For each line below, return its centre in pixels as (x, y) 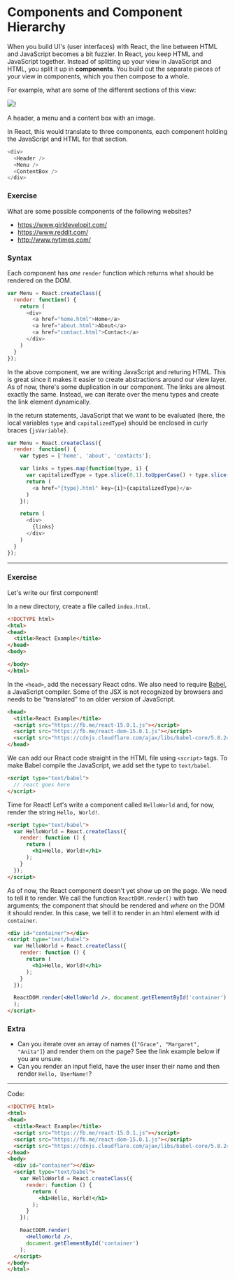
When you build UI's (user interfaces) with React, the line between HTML (113, 46)
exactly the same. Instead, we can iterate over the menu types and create (113, 394)
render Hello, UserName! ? (55, 1074)
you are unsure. (40, 1059)
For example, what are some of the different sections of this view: (102, 90)
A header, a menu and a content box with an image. (81, 118)
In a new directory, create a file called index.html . (79, 606)
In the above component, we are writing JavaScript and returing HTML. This (116, 371)
